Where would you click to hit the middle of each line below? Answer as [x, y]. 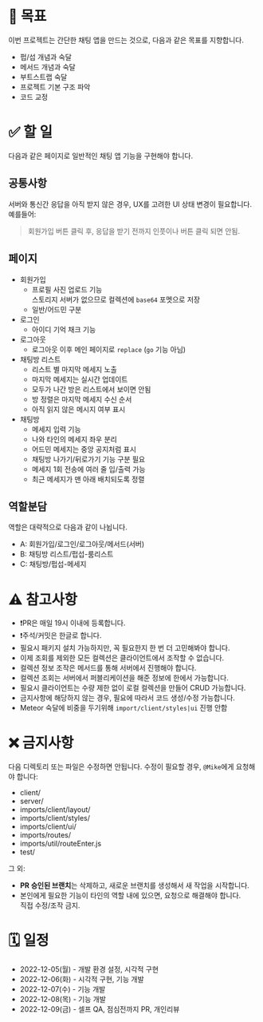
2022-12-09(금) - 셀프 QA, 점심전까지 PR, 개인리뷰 [100, 1009]
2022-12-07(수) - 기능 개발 [63, 989]
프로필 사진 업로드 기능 [67, 289]
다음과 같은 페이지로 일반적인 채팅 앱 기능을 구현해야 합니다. [101, 156]
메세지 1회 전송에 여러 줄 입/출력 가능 [88, 469]
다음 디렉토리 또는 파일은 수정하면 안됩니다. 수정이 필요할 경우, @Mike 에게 [121, 766]
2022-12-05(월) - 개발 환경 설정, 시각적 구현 [89, 969]
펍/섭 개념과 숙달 [45, 57]
